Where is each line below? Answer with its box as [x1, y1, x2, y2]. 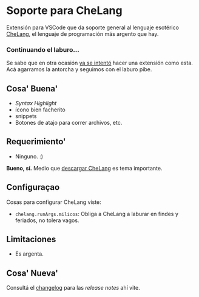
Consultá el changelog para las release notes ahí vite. [6, 284, 141, 292]
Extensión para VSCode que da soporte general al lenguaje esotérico [6, 24, 179, 31]
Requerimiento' [6, 136, 66, 147]
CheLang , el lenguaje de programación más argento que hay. [6, 30, 159, 37]
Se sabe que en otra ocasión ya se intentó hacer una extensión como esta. [6, 59, 193, 67]
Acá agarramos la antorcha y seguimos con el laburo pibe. [6, 66, 152, 73]
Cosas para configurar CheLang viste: [6, 198, 101, 206]
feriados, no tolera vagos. [15, 217, 79, 224]
